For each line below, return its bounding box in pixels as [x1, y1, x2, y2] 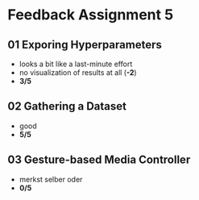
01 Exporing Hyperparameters [7, 38, 162, 52]
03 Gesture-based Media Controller [7, 153, 191, 167]
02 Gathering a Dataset [7, 99, 126, 114]
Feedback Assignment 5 [7, 6, 174, 24]
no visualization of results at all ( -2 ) [19, 68, 138, 77]
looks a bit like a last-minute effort [19, 59, 133, 69]
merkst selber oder [19, 174, 83, 184]
